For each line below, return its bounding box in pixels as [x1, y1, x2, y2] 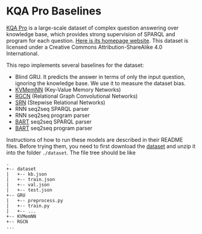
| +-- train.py [6, 203, 50, 209]
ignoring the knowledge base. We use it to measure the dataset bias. [14, 80, 186, 87]
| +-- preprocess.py [6, 197, 63, 203]
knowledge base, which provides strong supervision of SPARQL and [6, 30, 175, 37]
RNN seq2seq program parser [14, 112, 90, 119]
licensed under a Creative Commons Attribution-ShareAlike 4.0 [6, 43, 163, 51]
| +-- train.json [6, 176, 55, 182]
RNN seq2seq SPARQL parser [14, 105, 89, 112]
